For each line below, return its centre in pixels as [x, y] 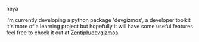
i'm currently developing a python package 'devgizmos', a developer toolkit [98, 20]
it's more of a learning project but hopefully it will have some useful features [100, 26]
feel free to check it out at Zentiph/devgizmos [62, 33]
